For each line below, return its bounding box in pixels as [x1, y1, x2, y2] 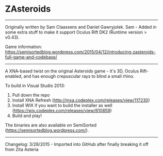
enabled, [5, 73, 23, 79]
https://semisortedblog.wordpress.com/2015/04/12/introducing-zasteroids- [5, 49, 156, 54]
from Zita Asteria [5, 146, 39, 152]
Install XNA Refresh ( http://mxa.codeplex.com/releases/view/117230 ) [12, 97, 150, 103]
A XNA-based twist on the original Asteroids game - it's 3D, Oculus [5, 68, 139, 74]
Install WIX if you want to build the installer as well [12, 102, 113, 108]
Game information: [5, 44, 42, 50]
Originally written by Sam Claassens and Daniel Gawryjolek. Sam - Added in [5, 24, 157, 30]
